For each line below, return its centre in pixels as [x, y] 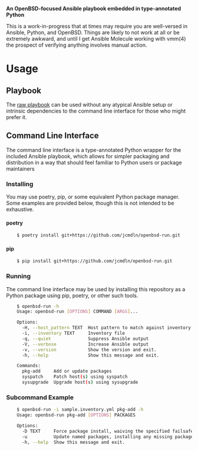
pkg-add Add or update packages [67, 371]
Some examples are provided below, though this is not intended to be [90, 203]
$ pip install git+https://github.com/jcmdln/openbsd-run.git [95, 261]
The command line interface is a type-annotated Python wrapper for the [94, 150]
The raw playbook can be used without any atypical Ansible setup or [89, 105]
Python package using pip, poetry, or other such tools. [72, 295]
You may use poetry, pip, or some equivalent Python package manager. [93, 197]
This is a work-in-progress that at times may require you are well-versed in [97, 26]
